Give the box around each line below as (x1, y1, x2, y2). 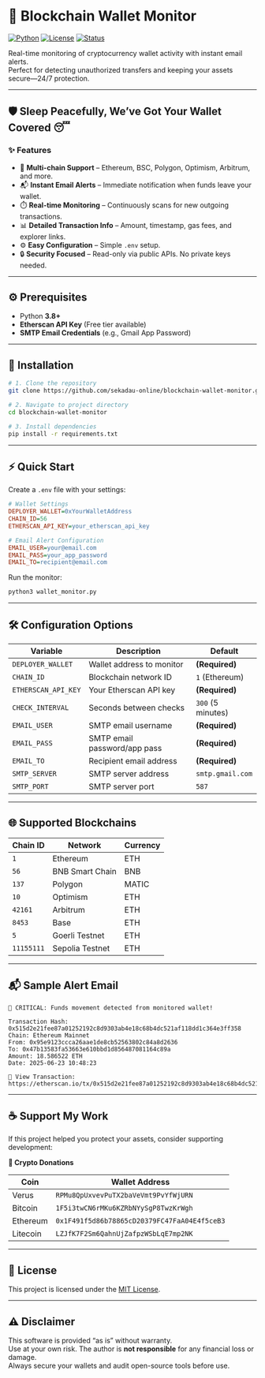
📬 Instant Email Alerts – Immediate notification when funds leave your (19, 180, 252, 189)
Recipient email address (88, 756, 177, 766)
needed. (19, 260, 47, 270)
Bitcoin (12, 1203, 38, 1214)
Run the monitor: (8, 573, 62, 582)
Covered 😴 (8, 121, 71, 135)
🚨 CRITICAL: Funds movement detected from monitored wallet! (8, 1003, 214, 1012)
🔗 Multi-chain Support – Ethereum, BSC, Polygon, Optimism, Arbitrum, (19, 162, 251, 172)
